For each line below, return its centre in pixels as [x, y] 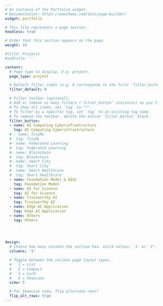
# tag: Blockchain [29, 157]
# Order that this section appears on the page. [55, 41]
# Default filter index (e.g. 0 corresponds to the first [69, 85]
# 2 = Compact [26, 269]
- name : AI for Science [33, 188]
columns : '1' [23, 251]
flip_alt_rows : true [30, 296]
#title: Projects [23, 54]
